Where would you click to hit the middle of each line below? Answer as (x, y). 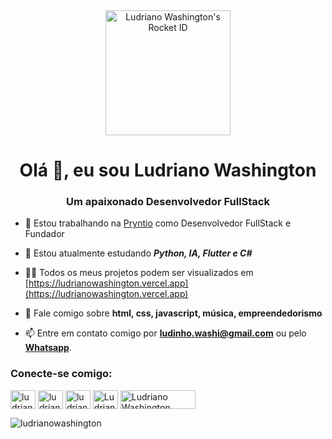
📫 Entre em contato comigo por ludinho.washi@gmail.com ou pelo (165, 333)
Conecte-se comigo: (61, 374)
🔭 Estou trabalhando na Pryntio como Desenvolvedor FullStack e (158, 223)
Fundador (44, 234)
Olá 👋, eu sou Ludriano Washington (168, 170)
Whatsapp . (48, 348)
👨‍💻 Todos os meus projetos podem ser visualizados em (139, 273)
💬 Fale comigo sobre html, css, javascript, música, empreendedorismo (173, 313)
